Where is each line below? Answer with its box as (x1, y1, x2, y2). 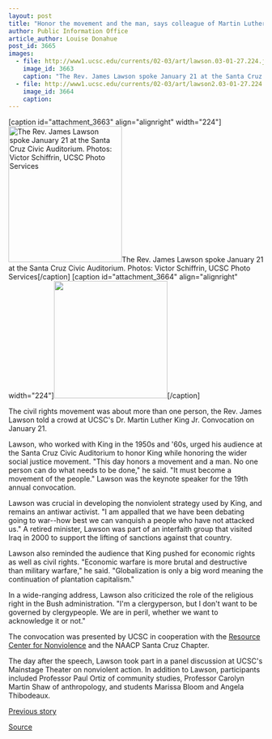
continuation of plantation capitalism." (8, 574, 135, 585)
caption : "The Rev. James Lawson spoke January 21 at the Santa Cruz (23, 72, 263, 80)
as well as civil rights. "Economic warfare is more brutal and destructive (8, 557, 248, 567)
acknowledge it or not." (8, 616, 87, 626)
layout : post (8, 11, 53, 20)
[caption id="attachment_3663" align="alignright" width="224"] (8, 117, 222, 127)
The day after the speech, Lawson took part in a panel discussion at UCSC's (8, 656, 263, 666)
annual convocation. (8, 482, 76, 492)
